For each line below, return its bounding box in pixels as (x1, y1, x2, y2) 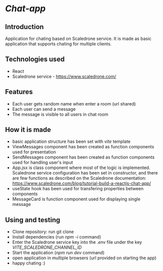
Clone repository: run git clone (12, 229, 74, 235)
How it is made (5, 126, 51, 134)
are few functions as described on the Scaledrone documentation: (12, 175, 146, 181)
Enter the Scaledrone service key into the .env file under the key (12, 239, 142, 245)
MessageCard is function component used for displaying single (12, 196, 141, 202)
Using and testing (5, 215, 60, 224)
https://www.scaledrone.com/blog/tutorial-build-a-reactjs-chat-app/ (12, 180, 151, 186)
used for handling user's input (12, 160, 73, 166)
